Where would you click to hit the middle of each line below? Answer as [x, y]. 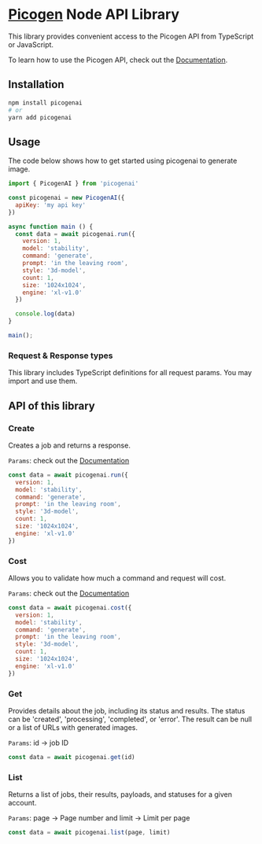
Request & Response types [61, 356]
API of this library [52, 405]
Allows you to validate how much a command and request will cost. [117, 578]
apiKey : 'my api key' [51, 205]
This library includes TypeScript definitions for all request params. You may [130, 373]
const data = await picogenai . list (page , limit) [89, 833]
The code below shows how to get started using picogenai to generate [123, 161]
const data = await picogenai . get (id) [72, 757]
